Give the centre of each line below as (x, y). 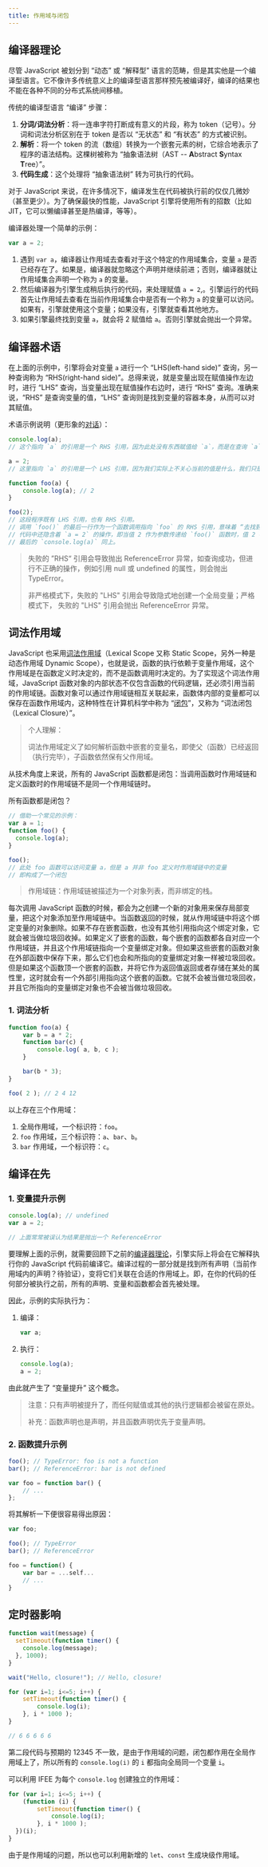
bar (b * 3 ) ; (42, 1072)
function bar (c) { (53, 1042)
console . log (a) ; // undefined (59, 1216)
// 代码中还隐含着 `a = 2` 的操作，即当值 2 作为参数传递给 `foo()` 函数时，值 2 (132, 534)
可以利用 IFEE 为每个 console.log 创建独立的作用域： (95, 1778)
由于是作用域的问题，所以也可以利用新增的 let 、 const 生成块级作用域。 (126, 1854)
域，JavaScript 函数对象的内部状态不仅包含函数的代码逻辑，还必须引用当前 (132, 683)
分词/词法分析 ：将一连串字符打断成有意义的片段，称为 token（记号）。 (134, 124)
